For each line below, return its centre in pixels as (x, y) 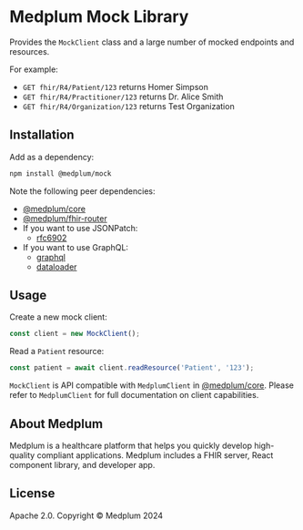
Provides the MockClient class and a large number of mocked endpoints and (152, 42)
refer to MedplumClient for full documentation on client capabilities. (134, 395)
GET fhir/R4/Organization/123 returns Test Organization (128, 106)
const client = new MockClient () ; (75, 334)
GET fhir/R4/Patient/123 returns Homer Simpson (116, 87)
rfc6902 (51, 238)
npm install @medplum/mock (61, 173)
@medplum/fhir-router (65, 218)
